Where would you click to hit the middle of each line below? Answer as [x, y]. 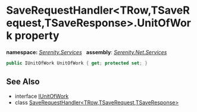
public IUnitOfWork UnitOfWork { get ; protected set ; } [77, 63]
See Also [23, 82]
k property [33, 36]
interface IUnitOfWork [42, 96]
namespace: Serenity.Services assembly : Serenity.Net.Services [87, 52]
